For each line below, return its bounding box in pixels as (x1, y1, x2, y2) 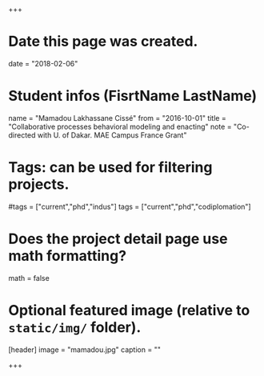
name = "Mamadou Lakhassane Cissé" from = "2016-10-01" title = (8, 113, 226, 122)
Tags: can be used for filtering (8, 158, 213, 177)
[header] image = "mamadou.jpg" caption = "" (8, 345, 162, 354)
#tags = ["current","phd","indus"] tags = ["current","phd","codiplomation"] (8, 202, 251, 211)
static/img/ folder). (8, 318, 142, 336)
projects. (8, 175, 70, 194)
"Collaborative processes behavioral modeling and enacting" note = (8, 122, 232, 131)
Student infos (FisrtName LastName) (8, 87, 258, 105)
